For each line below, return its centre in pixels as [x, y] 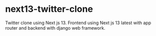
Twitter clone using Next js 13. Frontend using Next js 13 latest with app [78, 23]
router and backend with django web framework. [55, 28]
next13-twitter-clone [49, 9]
